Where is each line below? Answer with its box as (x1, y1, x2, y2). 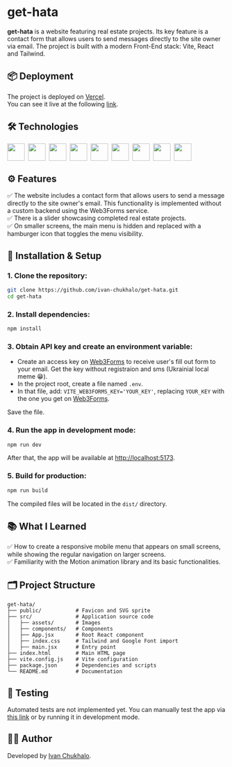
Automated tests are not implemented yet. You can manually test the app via (7, 706, 226, 714)
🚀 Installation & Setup (7, 250, 102, 262)
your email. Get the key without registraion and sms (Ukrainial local (17, 365, 210, 373)
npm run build (7, 487, 49, 494)
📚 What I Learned (7, 521, 87, 532)
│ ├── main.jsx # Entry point (7, 644, 117, 651)
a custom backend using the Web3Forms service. (7, 207, 149, 215)
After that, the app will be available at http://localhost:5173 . (7, 454, 176, 462)
